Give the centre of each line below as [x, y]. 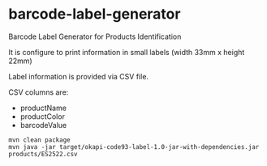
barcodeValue [43, 125]
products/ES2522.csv [43, 154]
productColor [42, 116]
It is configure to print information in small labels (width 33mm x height [127, 52]
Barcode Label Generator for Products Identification [95, 36]
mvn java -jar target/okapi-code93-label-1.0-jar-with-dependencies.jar [134, 147]
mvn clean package [39, 140]
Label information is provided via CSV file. [78, 76]
